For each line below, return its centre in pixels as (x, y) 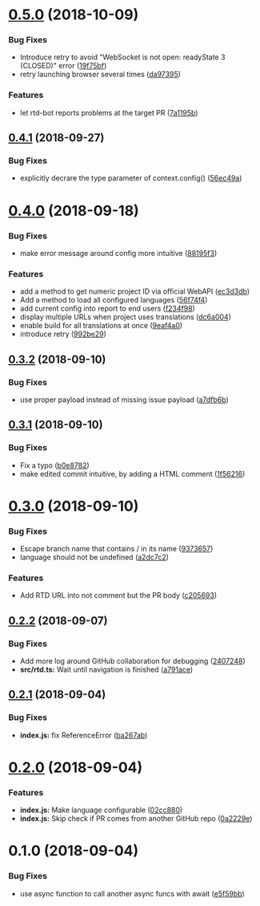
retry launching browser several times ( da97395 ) (100, 75)
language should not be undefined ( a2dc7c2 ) (94, 557)
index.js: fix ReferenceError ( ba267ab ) (84, 735)
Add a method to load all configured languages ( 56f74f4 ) (114, 300)
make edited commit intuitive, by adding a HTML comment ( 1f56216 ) (132, 473)
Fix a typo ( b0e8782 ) (54, 465)
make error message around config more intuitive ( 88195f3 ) (118, 253)
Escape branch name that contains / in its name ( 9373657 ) (116, 549)
